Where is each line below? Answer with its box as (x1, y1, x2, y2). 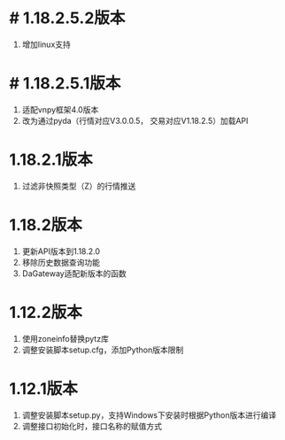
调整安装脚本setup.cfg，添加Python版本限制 (21, 344, 184, 355)
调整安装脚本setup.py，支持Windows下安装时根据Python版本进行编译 (21, 409, 277, 421)
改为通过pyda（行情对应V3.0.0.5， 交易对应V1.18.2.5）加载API (21, 115, 249, 126)
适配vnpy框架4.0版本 (21, 104, 99, 115)
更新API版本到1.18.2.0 (21, 245, 100, 257)
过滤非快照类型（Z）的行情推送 (21, 181, 136, 191)
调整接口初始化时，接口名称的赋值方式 (21, 421, 162, 431)
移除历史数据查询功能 (21, 257, 100, 267)
